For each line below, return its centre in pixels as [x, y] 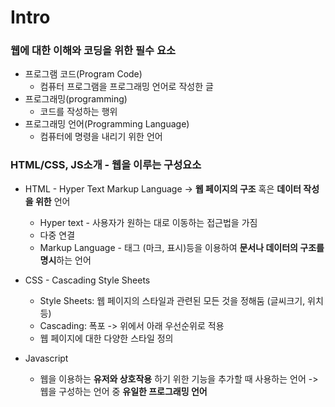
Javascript [46, 358]
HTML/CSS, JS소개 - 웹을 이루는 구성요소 [106, 165]
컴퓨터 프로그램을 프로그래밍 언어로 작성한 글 [126, 87]
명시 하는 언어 [65, 260]
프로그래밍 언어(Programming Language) [107, 124]
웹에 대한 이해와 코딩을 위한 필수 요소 [93, 51]
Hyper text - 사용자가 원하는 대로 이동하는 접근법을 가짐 [148, 222]
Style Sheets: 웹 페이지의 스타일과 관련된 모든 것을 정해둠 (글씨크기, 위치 [181, 300]
